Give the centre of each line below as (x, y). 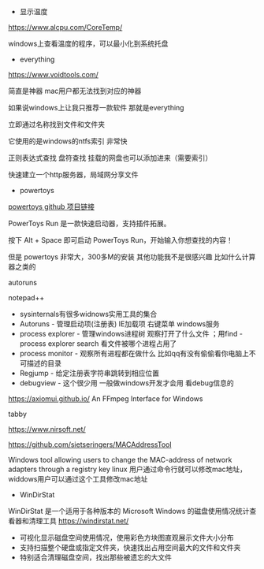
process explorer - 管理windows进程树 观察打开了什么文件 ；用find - (131, 334)
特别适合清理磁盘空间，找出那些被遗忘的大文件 (95, 557)
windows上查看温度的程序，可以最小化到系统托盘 (88, 43)
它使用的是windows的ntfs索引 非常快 (68, 141)
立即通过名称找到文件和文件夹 (56, 124)
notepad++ (26, 298)
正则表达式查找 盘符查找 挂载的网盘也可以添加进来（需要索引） (110, 158)
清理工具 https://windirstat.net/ (79, 521)
